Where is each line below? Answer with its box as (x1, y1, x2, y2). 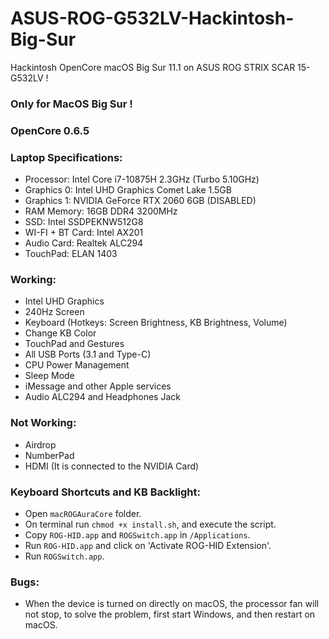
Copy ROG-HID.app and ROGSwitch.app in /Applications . (24, 528, 251, 541)
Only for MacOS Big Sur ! (10, 97, 133, 111)
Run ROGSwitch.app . (24, 550, 105, 562)
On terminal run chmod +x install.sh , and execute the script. (24, 518, 277, 530)
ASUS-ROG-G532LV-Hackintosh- (10, 7, 295, 30)
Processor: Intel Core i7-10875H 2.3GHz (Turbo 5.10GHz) (24, 173, 260, 186)
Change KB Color (24, 327, 97, 339)
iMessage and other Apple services (24, 380, 172, 392)
